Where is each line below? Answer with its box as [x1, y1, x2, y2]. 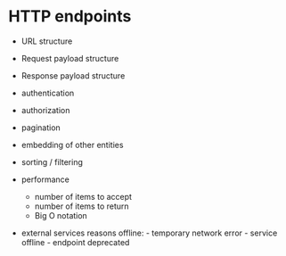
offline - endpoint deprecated [20, 236, 130, 247]
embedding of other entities [20, 139, 124, 150]
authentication [20, 87, 75, 98]
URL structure [20, 36, 73, 46]
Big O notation [34, 210, 88, 220]
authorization [20, 104, 70, 115]
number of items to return [34, 201, 130, 211]
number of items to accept [34, 191, 133, 202]
